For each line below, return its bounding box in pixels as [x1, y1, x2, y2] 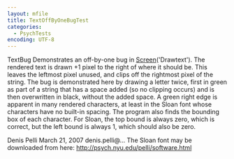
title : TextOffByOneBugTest [7, 17, 89, 24]
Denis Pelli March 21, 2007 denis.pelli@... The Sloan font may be [7, 136, 192, 144]
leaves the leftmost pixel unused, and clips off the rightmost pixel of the [7, 71, 214, 79]
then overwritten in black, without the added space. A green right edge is [7, 92, 218, 102]
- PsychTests [13, 29, 52, 37]
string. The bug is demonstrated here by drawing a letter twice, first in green [7, 78, 228, 86]
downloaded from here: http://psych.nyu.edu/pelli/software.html [7, 144, 192, 152]
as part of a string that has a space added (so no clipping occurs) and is [7, 85, 215, 94]
